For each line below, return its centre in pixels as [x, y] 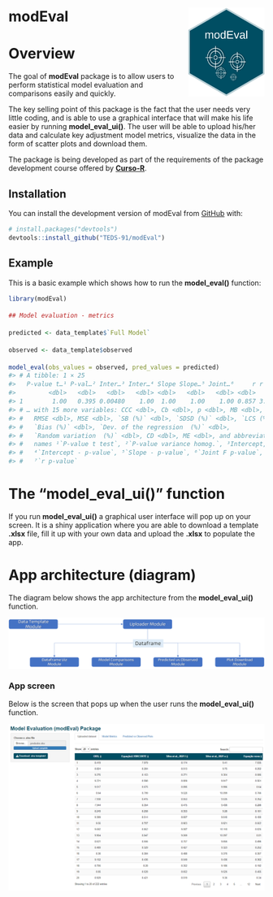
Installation [37, 194]
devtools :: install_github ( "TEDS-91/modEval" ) [87, 238]
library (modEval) [38, 299]
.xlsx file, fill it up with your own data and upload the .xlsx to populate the [132, 533]
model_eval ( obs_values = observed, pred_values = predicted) [114, 367]
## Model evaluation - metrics [61, 316]
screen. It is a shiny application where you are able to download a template [134, 525]
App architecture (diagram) [102, 575]
